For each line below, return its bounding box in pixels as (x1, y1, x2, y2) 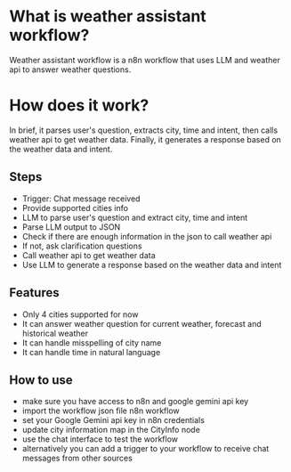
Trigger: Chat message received (21, 193, 141, 204)
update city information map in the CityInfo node (21, 425, 200, 435)
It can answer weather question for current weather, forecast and (21, 318, 263, 329)
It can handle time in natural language (21, 346, 161, 357)
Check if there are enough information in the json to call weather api (21, 231, 272, 241)
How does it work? (9, 95, 150, 116)
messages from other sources (21, 452, 133, 464)
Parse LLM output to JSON (21, 221, 121, 232)
